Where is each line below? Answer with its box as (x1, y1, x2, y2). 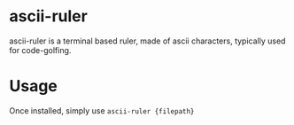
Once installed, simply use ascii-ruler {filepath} (9, 105, 195, 116)
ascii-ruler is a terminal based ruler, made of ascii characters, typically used (9, 35, 286, 46)
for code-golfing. (9, 44, 72, 55)
